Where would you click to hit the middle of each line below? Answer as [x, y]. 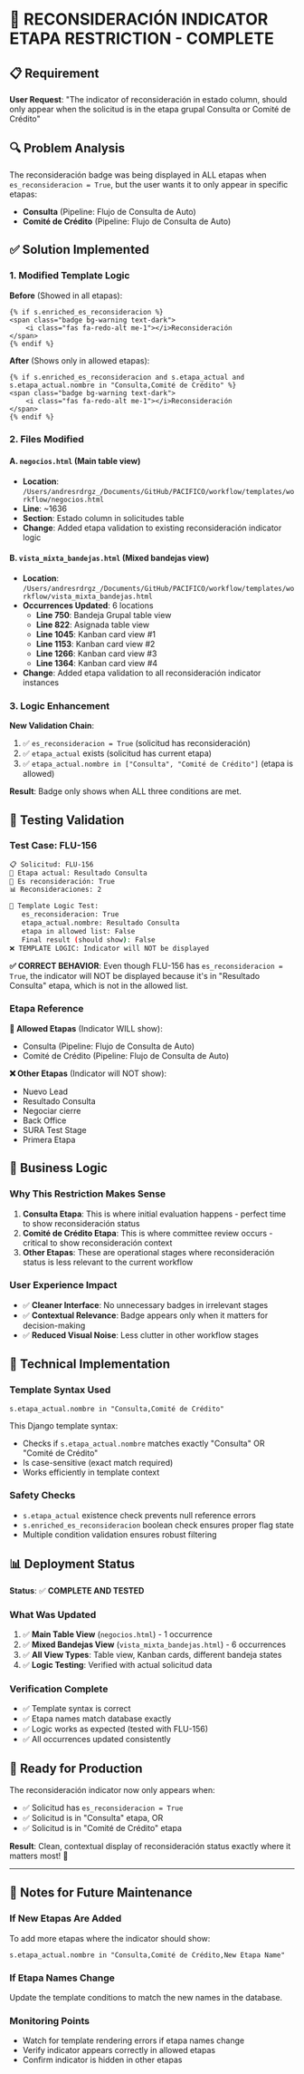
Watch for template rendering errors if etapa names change [133, 2040]
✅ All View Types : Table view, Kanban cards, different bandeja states [152, 1654]
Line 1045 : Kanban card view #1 [96, 634]
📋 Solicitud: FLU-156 [52, 864]
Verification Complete [59, 1689]
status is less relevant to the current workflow [108, 1262]
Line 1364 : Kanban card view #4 [97, 663]
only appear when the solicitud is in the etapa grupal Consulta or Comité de [150, 109]
